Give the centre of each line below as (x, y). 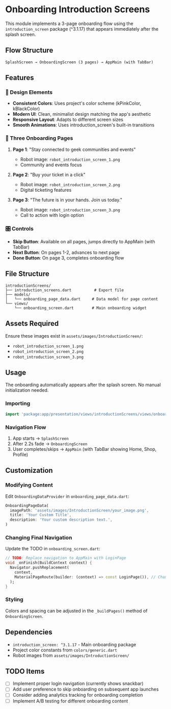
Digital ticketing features (46, 190)
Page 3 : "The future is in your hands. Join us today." (67, 199)
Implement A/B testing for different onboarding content (70, 701)
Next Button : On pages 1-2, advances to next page (66, 252)
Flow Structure (29, 50)
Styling (15, 599)
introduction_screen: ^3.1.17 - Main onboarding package (74, 644)
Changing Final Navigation (39, 538)
